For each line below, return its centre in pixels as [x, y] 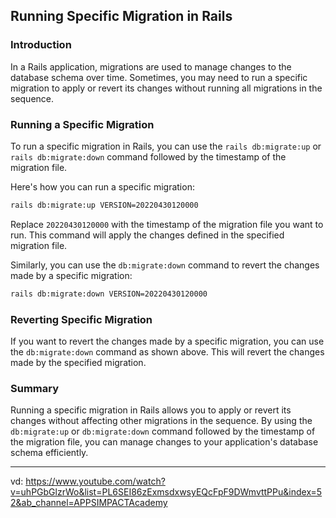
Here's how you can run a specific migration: [102, 186]
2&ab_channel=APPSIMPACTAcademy [89, 503]
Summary [35, 388]
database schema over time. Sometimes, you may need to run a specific [159, 77]
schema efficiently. [49, 453]
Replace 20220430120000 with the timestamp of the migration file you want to [167, 224]
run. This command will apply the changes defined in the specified [147, 235]
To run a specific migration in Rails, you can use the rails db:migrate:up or [166, 146]
